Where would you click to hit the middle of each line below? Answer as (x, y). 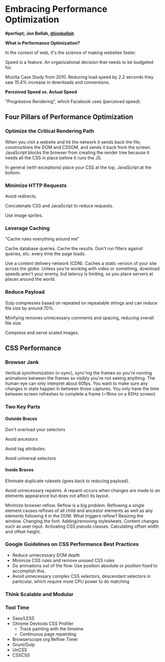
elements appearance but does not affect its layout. (57, 496)
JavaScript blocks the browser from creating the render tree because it (77, 153)
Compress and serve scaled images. (42, 332)
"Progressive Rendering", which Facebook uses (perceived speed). (73, 101)
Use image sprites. (24, 215)
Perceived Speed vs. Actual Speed (41, 92)
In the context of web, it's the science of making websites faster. (71, 52)
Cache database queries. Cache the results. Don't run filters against (74, 249)
